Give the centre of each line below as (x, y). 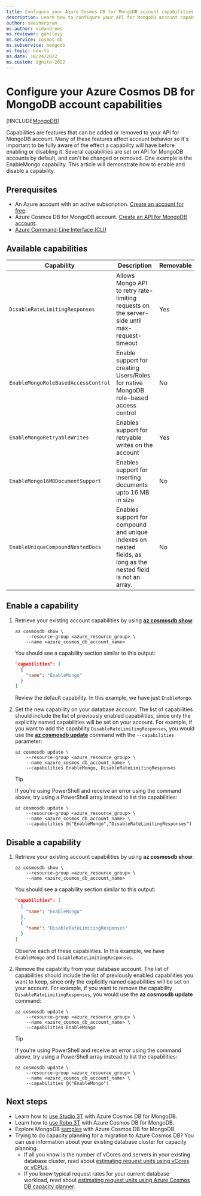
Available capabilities (47, 249)
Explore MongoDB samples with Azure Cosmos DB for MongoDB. (95, 1129)
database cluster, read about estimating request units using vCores (106, 1161)
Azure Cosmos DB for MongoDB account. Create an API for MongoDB (101, 217)
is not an (128, 577)
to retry (127, 290)
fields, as (129, 554)
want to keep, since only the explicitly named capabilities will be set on (102, 982)
